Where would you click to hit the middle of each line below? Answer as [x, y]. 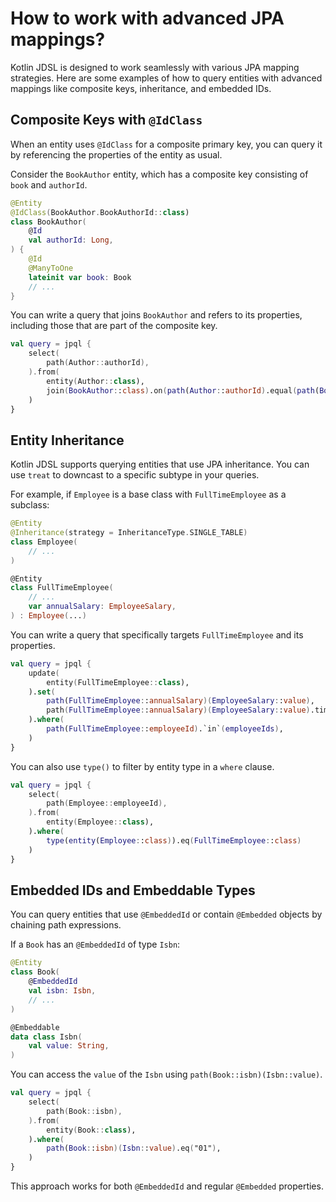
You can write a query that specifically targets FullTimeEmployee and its [157, 634]
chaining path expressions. [66, 925]
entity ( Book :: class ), [91, 1130]
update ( [44, 673]
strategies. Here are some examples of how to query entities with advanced [166, 78]
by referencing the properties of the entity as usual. [116, 154]
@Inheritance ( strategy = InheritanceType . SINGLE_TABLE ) [129, 533]
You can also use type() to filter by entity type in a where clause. [142, 766]
